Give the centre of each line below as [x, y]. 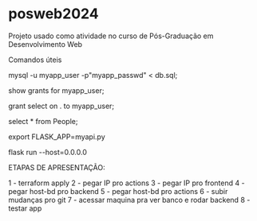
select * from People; [43, 121]
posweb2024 [53, 14]
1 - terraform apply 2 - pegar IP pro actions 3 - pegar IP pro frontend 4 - [127, 183]
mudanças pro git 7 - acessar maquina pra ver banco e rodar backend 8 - [129, 200]
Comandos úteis [35, 60]
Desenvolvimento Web [45, 44]
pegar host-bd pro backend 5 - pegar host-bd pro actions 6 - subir [118, 191]
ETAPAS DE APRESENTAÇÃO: [57, 167]
